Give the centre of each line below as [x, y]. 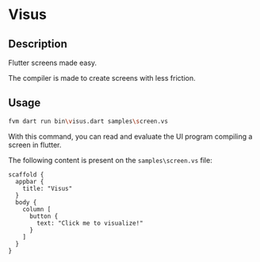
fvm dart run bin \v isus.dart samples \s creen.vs [88, 121]
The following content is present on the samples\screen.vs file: [110, 160]
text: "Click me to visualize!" [90, 223]
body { [26, 202]
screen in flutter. [35, 145]
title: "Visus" [48, 188]
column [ [37, 209]
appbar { [30, 181]
